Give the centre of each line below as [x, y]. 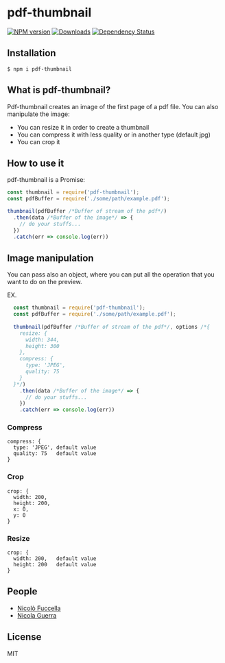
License [24, 637]
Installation [32, 53]
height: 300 [42, 346]
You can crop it [38, 141]
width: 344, [42, 340]
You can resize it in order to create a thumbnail [83, 127]
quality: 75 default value [55, 454]
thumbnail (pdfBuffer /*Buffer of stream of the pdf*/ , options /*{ [112, 327]
